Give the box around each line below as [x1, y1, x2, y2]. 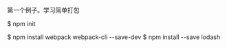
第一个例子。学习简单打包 [7, 6, 80, 14]
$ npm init [7, 20, 36, 27]
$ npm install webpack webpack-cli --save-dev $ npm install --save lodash [7, 33, 221, 41]
